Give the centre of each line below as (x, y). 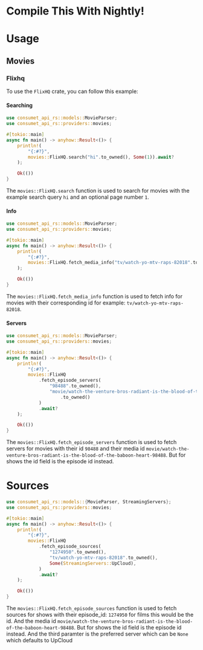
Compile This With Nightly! (76, 11)
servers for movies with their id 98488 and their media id (76, 449)
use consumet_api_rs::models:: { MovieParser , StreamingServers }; (89, 502)
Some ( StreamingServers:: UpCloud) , (93, 563)
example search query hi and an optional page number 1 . (78, 197)
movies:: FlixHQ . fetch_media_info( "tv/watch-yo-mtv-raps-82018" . (111, 263)
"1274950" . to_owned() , (78, 552)
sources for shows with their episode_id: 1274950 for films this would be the (100, 615)
